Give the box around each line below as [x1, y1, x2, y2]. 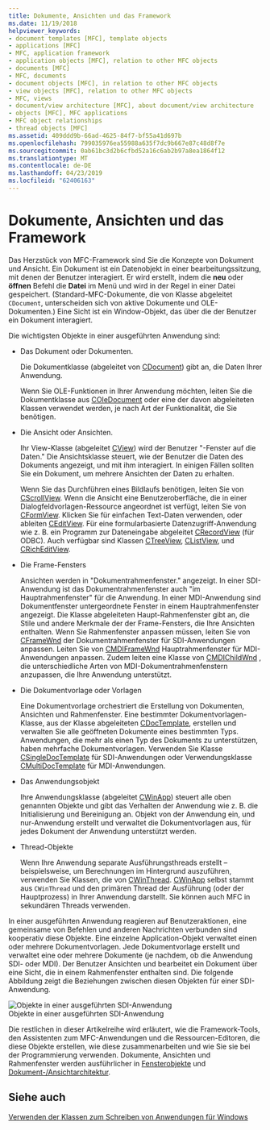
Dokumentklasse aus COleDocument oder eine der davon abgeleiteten [19, 394, 255, 404]
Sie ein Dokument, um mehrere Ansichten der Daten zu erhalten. [19, 468, 235, 478]
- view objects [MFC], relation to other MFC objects [8, 86, 193, 95]
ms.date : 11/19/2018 [8, 19, 78, 27]
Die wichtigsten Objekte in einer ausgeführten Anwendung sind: [8, 330, 221, 340]
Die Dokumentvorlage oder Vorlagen [19, 685, 143, 695]
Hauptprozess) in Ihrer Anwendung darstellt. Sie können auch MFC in [19, 891, 251, 901]
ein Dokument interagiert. [8, 315, 93, 325]
